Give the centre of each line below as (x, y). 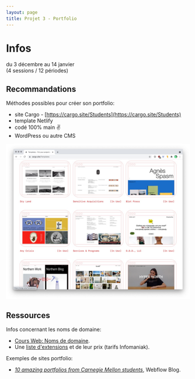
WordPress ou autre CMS (45, 136)
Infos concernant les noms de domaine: (54, 330)
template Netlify (34, 121)
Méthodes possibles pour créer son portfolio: (60, 103)
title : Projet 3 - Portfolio (41, 18)
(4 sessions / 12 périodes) (37, 71)
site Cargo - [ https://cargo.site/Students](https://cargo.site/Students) (98, 115)
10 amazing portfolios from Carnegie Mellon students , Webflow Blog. (97, 370)
